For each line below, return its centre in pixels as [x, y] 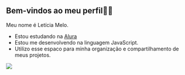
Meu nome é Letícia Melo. [37, 25]
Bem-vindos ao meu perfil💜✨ [59, 11]
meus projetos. [32, 55]
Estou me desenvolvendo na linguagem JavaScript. [76, 42]
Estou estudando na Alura [46, 36]
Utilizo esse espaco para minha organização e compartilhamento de [97, 49]
